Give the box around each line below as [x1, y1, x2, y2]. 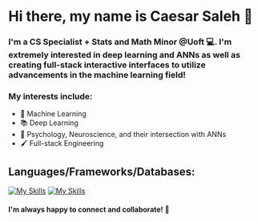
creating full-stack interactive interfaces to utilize [8, 59, 206, 71]
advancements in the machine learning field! [8, 70, 186, 81]
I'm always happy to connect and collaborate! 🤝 [8, 204, 170, 214]
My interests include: [8, 91, 93, 103]
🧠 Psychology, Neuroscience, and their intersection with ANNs [19, 130, 227, 139]
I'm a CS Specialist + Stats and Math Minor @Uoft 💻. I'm [8, 36, 232, 47]
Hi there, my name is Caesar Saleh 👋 [8, 7, 254, 26]
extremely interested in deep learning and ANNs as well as [8, 50, 240, 61]
